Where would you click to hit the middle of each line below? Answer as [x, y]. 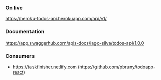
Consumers [20, 56]
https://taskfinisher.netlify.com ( [46, 67]
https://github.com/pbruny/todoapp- [118, 67]
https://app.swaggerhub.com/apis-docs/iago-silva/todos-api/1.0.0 [75, 43]
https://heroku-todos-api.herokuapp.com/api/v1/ [56, 19]
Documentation [25, 32]
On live [14, 8]
